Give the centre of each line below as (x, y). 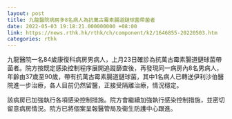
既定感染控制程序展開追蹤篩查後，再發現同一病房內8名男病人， (133, 68)
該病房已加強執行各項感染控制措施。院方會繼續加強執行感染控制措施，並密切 (116, 100)
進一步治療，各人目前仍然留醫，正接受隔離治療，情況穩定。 (98, 85)
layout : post (26, 13)
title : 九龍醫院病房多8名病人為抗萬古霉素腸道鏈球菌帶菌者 (81, 20)
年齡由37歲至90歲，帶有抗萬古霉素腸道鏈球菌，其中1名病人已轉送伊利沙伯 (113, 77)
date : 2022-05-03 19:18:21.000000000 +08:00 (72, 26)
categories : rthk (32, 39)
